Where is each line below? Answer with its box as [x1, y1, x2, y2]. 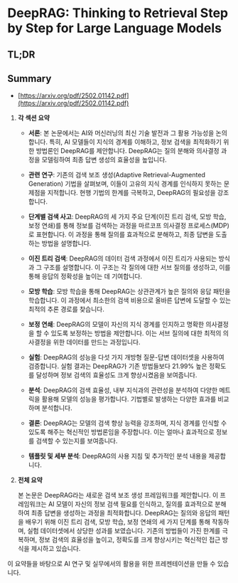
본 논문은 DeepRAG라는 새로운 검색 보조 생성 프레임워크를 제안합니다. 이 [17, 491, 219, 500]
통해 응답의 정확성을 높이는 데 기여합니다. [28, 272, 143, 280]
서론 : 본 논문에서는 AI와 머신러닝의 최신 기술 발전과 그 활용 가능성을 [28, 129, 215, 137]
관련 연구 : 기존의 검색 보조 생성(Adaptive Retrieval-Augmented [28, 171, 206, 179]
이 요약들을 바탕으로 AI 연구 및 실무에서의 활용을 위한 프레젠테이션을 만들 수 [7, 560, 216, 568]
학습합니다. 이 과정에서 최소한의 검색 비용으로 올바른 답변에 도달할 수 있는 [28, 296, 232, 305]
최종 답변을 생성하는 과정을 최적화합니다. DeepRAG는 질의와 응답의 [31, 509, 217, 518]
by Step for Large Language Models [7, 20, 222, 36]
